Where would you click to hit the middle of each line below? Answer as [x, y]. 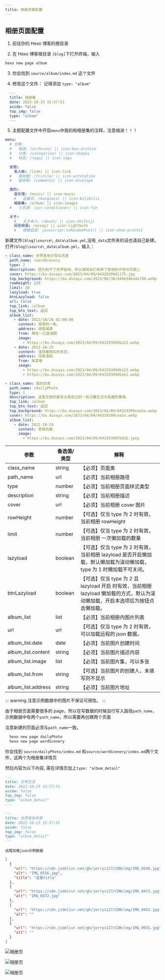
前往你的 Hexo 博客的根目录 [40, 43]
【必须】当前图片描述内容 [110, 653]
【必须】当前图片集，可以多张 [115, 662]
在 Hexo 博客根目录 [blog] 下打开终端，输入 [56, 54]
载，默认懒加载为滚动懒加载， [115, 562]
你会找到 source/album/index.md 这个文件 [54, 73]
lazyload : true [25, 292]
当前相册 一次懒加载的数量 [111, 538]
